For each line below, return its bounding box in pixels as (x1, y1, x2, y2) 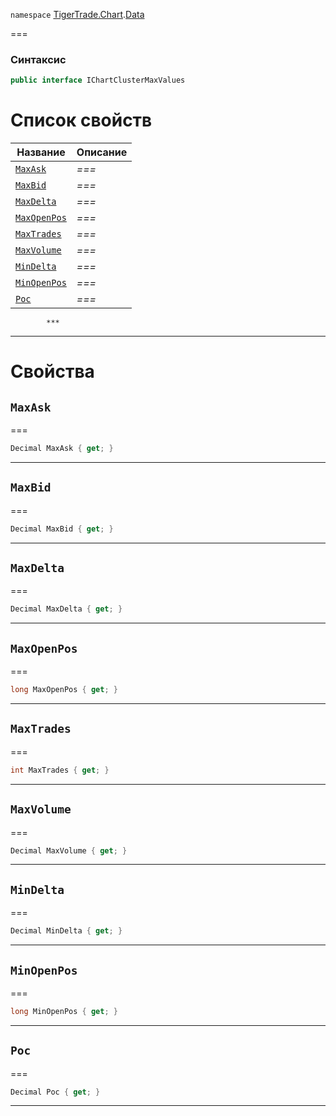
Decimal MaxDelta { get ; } (10, 604, 123, 614)
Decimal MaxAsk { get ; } (10, 444, 114, 454)
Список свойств (10, 109, 153, 132)
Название (16, 145, 66, 159)
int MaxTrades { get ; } (10, 765, 110, 775)
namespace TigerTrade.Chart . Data (10, 9, 145, 20)
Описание (76, 145, 128, 159)
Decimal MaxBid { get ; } (10, 524, 114, 534)
